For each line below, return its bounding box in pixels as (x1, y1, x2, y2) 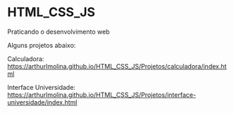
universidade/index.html (7, 98, 78, 106)
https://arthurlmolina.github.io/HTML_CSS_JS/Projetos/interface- (7, 91, 196, 99)
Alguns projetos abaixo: (7, 41, 76, 49)
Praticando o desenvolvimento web (7, 27, 111, 36)
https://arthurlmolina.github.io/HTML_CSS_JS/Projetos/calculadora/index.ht (7, 62, 227, 70)
